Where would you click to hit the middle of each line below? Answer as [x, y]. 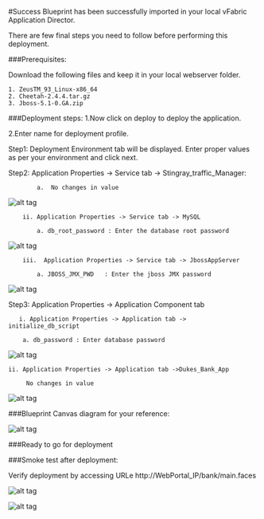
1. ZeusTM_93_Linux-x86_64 [53, 89]
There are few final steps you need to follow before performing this [118, 35]
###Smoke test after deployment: [63, 460]
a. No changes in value [78, 187]
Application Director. [42, 20]
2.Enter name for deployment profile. [69, 134]
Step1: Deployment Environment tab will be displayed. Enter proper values [129, 149]
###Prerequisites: [37, 59]
